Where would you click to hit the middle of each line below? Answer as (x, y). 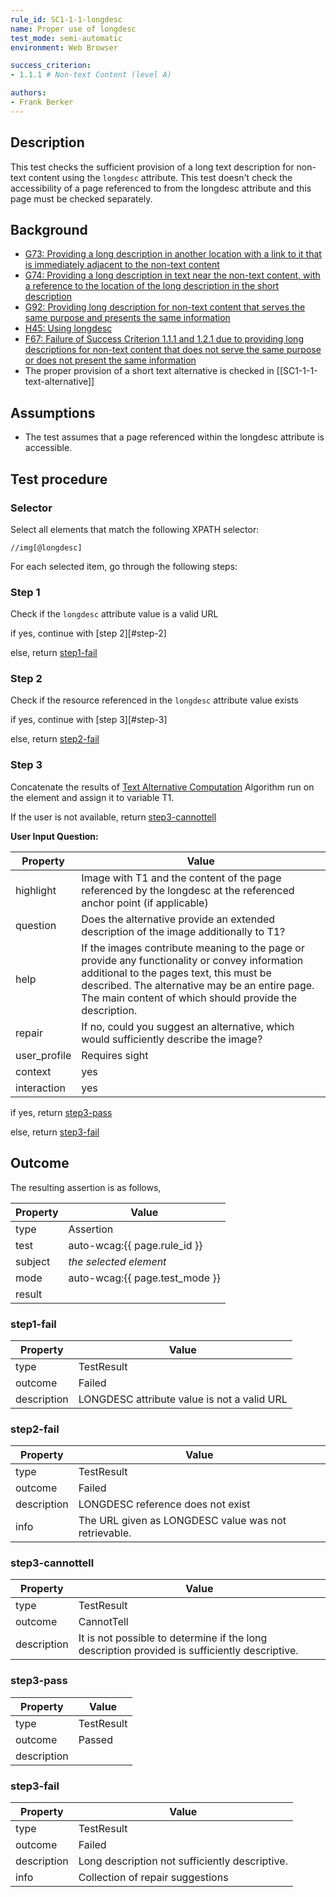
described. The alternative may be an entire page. (198, 985)
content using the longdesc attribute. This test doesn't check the (160, 177)
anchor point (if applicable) (145, 903)
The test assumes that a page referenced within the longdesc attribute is (174, 437)
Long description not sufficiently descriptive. (183, 1861)
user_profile (43, 1055)
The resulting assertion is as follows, (86, 1187)
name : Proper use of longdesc (73, 29)
